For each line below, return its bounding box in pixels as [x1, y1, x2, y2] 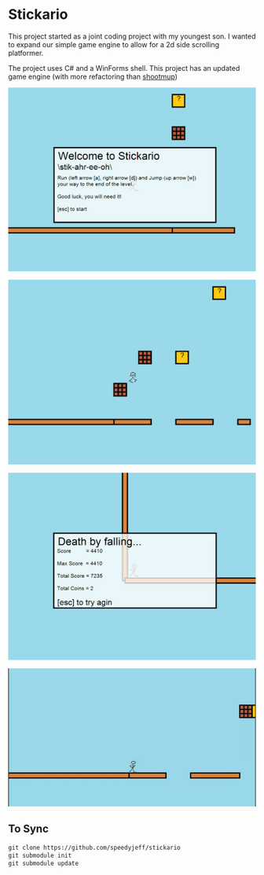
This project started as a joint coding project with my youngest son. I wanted [8, 31, 256, 41]
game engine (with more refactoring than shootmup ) [8, 72, 178, 81]
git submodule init [8, 851, 72, 859]
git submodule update [8, 859, 79, 867]
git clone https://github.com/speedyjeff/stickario [8, 844, 181, 851]
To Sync [8, 822, 49, 835]
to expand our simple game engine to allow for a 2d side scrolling [8, 39, 220, 49]
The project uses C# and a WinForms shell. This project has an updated [8, 63, 240, 72]
